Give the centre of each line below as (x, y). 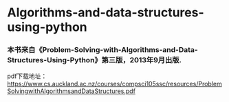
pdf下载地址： (27, 76)
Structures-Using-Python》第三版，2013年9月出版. (95, 60)
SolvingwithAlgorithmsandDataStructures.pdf (72, 91)
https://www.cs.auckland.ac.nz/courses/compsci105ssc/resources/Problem (115, 84)
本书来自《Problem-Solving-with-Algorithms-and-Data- (102, 50)
